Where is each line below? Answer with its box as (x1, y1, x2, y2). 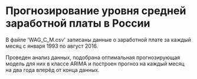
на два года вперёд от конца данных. (5, 66, 100, 73)
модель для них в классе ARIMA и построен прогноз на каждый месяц (5, 60, 185, 67)
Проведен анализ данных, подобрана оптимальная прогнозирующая (5, 54, 180, 61)
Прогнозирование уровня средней (5, 4, 186, 18)
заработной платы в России (5, 17, 150, 30)
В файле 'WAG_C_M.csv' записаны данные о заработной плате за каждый (5, 36, 191, 43)
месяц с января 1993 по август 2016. (5, 42, 98, 50)
